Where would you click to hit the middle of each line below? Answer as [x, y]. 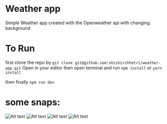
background [18, 28]
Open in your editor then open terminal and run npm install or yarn [92, 68]
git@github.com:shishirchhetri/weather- [118, 63]
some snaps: [33, 103]
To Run [20, 49]
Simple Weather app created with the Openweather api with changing [77, 23]
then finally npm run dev [30, 82]
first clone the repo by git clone [39, 62]
